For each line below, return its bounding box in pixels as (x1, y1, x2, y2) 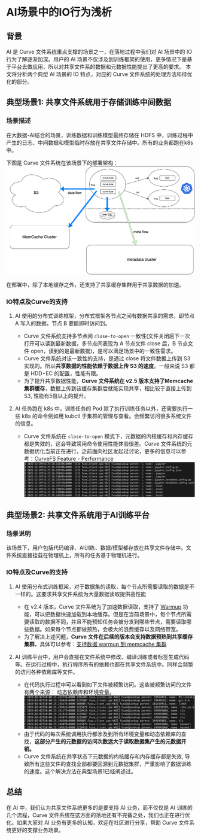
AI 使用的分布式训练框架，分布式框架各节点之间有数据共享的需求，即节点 (14, 312, 195, 319)
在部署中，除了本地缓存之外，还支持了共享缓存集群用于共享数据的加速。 (6, 281, 184, 288)
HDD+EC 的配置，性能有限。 (31, 370, 102, 377)
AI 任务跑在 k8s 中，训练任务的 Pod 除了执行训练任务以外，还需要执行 (14, 405, 188, 412)
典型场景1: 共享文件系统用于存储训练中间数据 (6, 97, 172, 108)
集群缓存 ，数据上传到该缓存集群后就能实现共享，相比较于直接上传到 (23, 385, 192, 392)
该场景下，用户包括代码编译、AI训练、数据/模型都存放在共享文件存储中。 (6, 544, 187, 551)
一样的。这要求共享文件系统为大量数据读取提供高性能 (14, 590, 147, 597)
